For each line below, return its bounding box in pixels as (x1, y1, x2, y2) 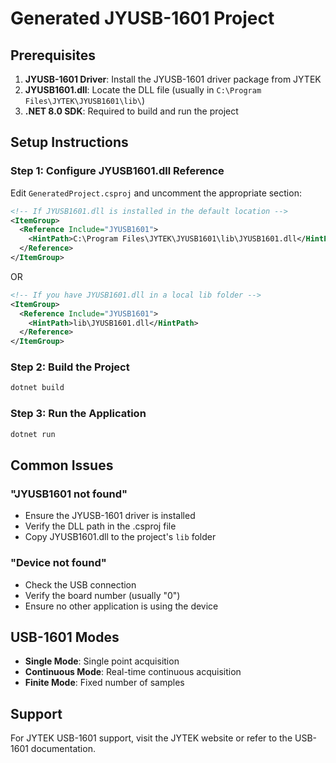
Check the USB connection (24, 578, 137, 591)
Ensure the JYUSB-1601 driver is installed (24, 510, 196, 522)
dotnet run (10, 429, 56, 439)
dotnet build (10, 383, 65, 393)
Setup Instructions (10, 134, 129, 151)
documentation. (30, 743, 96, 755)
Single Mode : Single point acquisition (24, 655, 180, 667)
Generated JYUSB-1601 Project (10, 7, 275, 30)
